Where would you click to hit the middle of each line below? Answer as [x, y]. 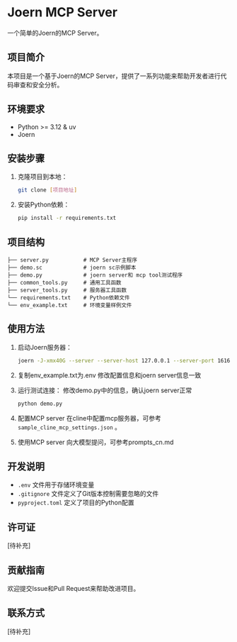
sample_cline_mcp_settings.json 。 [69, 427]
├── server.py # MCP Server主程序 [73, 260]
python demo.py [40, 404]
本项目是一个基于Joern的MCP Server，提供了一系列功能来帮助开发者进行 [114, 76]
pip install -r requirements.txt [67, 218]
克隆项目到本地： [42, 177]
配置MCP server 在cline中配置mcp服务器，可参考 [89, 418]
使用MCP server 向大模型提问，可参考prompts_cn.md [96, 442]
